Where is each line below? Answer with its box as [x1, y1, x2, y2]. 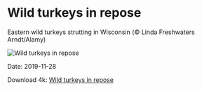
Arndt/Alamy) [7, 35, 46, 43]
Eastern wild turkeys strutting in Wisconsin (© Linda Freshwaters [7, 28, 195, 36]
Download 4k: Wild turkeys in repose [7, 75, 114, 84]
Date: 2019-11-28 [7, 62, 57, 70]
